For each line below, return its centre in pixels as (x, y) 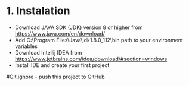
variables (26, 46)
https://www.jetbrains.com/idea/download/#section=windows (91, 59)
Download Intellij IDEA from (48, 52)
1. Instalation (38, 11)
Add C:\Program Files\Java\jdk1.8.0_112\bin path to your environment (99, 40)
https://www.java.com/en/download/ (60, 33)
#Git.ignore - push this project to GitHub (56, 77)
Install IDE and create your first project (62, 65)
